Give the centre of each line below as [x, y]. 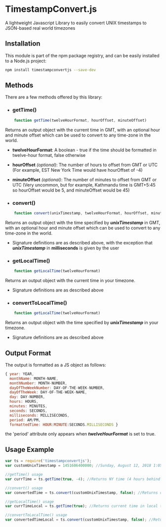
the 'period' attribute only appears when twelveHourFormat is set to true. [81, 434]
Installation [23, 44]
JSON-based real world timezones [40, 28]
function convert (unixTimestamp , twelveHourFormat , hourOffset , [82, 213]
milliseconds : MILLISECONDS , [40, 415]
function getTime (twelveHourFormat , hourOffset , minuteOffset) [81, 120]
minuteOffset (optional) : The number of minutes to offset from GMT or [84, 180]
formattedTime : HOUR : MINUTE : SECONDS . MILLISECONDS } [64, 425]
